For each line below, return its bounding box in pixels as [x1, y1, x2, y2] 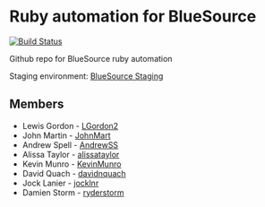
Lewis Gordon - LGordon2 [21, 120, 119, 131]
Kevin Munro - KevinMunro [21, 159, 122, 169]
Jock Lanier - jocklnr [21, 177, 99, 188]
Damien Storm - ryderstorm [21, 186, 124, 198]
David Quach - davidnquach [21, 168, 127, 178]
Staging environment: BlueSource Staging [9, 70, 164, 82]
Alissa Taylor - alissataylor [21, 149, 120, 160]
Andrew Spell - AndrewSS [21, 139, 119, 150]
